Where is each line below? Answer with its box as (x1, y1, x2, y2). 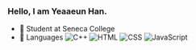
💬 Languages (19, 32, 64, 42)
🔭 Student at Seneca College (19, 24, 115, 34)
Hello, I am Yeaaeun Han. (7, 6, 107, 17)
